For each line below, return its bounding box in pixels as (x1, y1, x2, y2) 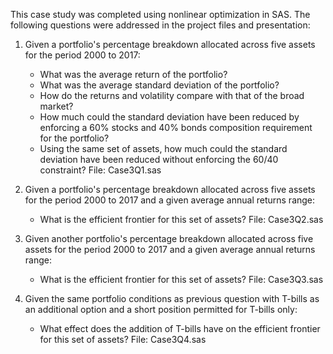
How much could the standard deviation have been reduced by (39, 111, 300, 123)
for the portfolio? (39, 132, 110, 144)
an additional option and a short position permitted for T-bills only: (24, 304, 298, 315)
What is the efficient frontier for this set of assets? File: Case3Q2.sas (39, 214, 324, 225)
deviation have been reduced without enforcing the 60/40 (39, 154, 279, 165)
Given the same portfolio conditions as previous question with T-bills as (24, 293, 320, 304)
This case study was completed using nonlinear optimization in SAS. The (10, 9, 311, 20)
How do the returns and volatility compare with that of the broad (39, 90, 305, 101)
